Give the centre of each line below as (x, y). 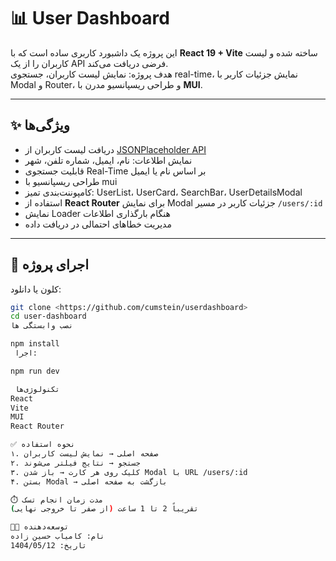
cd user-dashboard (48, 316)
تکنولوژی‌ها (37, 389)
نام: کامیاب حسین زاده (57, 536)
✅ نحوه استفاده (43, 445)
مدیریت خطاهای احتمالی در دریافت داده (98, 224)
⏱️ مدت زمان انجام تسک (57, 500)
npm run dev (35, 371)
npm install (35, 344)
